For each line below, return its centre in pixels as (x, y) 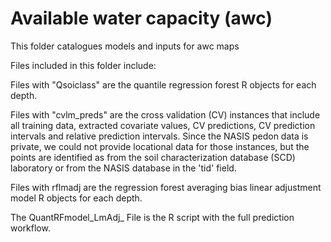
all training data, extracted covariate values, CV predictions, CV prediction (163, 125)
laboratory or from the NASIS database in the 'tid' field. (123, 168)
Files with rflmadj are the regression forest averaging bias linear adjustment (166, 187)
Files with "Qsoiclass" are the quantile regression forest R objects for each (163, 84)
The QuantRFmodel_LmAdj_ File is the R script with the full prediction (152, 217)
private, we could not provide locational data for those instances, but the (160, 146)
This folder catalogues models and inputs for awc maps (125, 46)
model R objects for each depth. (76, 198)
